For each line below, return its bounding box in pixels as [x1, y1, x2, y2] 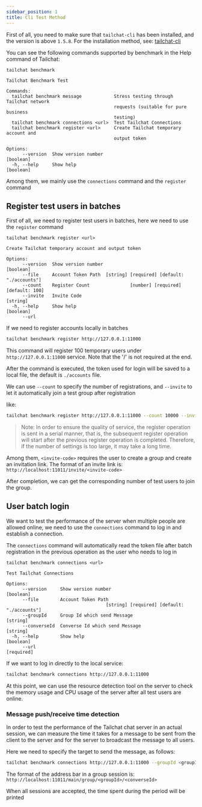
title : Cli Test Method [6, 14, 66, 20]
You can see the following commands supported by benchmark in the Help [6, 49, 192, 56]
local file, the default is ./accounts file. [6, 371, 102, 379]
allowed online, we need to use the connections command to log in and [6, 523, 182, 531]
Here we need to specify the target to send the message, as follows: [6, 748, 176, 755]
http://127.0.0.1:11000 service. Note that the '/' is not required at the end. [6, 353, 192, 361]
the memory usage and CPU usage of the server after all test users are [6, 689, 182, 696]
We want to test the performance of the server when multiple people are [6, 517, 185, 525]
